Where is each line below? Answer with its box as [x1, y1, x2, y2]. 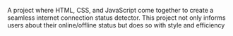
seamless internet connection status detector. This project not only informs [7, 13, 226, 22]
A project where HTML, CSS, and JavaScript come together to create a [7, 6, 214, 14]
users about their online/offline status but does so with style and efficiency [7, 21, 225, 29]
